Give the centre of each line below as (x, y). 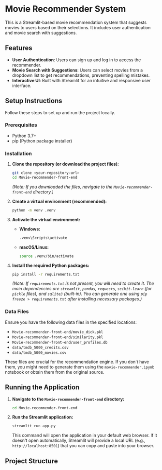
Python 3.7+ (24, 136)
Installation (19, 153)
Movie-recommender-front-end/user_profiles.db (60, 342)
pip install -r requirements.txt (46, 274)
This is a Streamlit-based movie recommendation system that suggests (76, 22)
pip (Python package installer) (42, 141)
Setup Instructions (34, 101)
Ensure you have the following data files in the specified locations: (71, 322)
